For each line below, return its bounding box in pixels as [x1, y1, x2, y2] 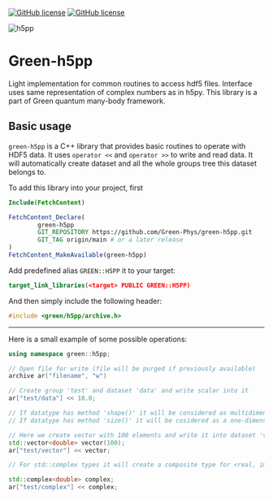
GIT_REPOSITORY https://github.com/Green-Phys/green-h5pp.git [37, 228, 253, 236]
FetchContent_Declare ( [8, 213, 85, 221]
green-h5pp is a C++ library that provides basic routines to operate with [8, 141, 246, 150]
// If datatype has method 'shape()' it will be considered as [8, 409, 227, 417]
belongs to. [8, 167, 46, 176]
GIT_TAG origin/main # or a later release [37, 236, 184, 244]
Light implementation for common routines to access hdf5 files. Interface [8, 78, 253, 89]
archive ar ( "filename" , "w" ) [8, 372, 107, 380]
